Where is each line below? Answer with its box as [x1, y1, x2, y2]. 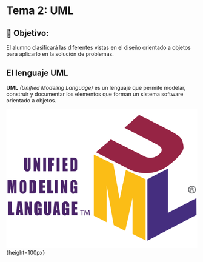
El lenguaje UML [6, 68, 68, 78]
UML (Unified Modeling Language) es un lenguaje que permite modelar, [6, 84, 186, 91]
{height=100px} [6, 249, 45, 256]
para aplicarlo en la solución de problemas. [6, 50, 114, 58]
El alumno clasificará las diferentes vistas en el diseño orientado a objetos [6, 44, 191, 51]
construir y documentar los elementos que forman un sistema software [6, 90, 184, 98]
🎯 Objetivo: [6, 28, 49, 38]
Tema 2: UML [6, 4, 74, 18]
